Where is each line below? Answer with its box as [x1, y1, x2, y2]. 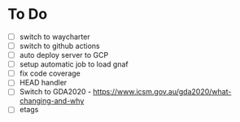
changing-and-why [19, 96, 85, 106]
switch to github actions [19, 41, 100, 50]
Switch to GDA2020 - [19, 87, 91, 97]
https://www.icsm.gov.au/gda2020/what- [92, 87, 232, 97]
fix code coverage [19, 68, 81, 78]
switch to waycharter [19, 32, 90, 41]
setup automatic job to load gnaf [19, 59, 129, 69]
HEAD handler [19, 78, 68, 88]
